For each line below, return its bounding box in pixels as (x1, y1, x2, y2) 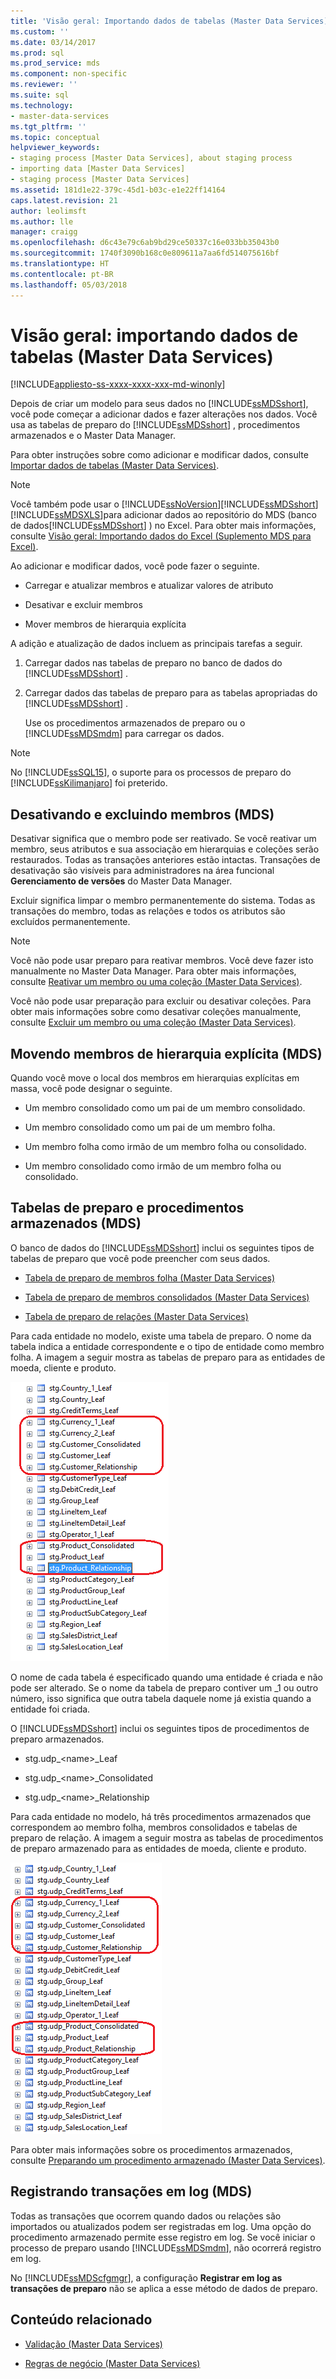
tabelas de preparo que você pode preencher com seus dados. (10, 1252, 271, 1264)
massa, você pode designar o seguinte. (10, 1083, 173, 1095)
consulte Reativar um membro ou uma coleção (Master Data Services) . (10, 976, 303, 988)
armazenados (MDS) (10, 1215, 142, 1232)
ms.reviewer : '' (10, 80, 78, 90)
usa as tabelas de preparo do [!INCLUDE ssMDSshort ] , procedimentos (10, 419, 301, 431)
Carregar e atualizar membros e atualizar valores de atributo (24, 580, 274, 592)
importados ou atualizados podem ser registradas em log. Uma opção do (10, 2220, 312, 2232)
